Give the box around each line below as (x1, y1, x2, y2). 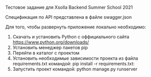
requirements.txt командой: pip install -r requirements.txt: (12, 61, 135, 66)
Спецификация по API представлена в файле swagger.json (5, 14, 132, 20)
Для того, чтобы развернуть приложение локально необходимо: (5, 24, 146, 30)
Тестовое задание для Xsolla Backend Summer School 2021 (5, 5, 133, 10)
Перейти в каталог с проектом (12, 50, 80, 56)
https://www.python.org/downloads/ (12, 39, 89, 45)
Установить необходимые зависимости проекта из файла (12, 55, 138, 61)
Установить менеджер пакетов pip (12, 45, 88, 50)
